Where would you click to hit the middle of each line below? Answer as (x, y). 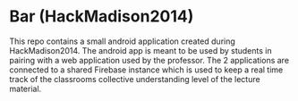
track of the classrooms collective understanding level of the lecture (135, 79)
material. (26, 88)
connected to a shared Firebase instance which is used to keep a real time (146, 70)
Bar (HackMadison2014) (102, 17)
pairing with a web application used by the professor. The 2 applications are (149, 60)
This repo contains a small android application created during (122, 41)
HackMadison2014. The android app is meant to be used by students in (140, 50)
